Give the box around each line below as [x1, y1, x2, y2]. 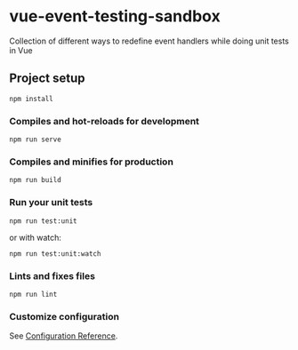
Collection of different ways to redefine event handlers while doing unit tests [9, 36, 289, 46]
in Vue [9, 44, 33, 55]
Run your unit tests [9, 196, 93, 209]
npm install [9, 94, 53, 103]
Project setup [9, 71, 86, 86]
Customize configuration [9, 310, 120, 322]
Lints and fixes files [9, 269, 96, 282]
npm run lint [9, 290, 58, 298]
